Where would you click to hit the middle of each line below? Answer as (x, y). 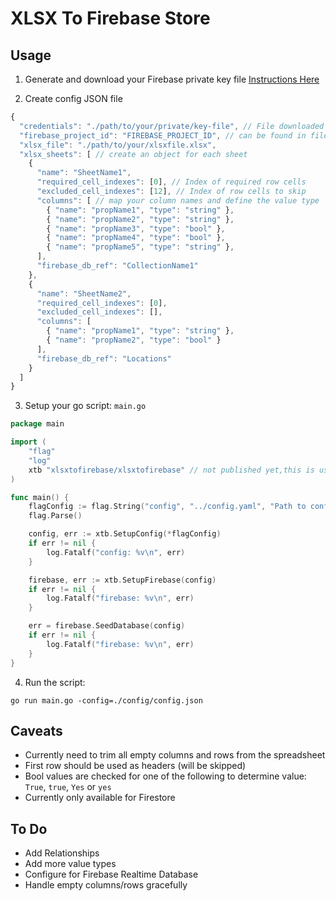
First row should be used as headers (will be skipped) (135, 766)
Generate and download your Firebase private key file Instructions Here (172, 79)
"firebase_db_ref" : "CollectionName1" (117, 266)
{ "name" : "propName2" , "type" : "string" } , (140, 219)
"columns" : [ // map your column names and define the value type (178, 200)
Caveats (36, 730)
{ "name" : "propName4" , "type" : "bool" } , (136, 238)
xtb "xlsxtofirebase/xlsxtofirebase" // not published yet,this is (171, 470)
